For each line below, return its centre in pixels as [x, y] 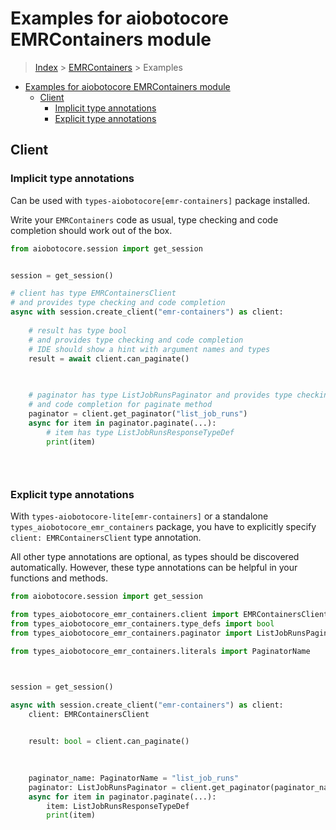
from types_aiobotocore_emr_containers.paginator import [131, 633]
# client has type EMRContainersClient [93, 293]
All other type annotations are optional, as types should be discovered [155, 557]
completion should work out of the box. [91, 230]
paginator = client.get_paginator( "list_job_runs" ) [138, 413]
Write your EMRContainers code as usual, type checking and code [144, 219]
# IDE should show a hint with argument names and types [149, 349]
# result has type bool [78, 330]
